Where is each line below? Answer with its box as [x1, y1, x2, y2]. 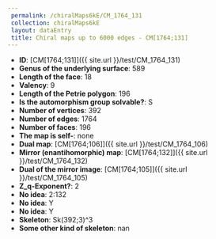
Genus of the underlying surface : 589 [18, 64, 146, 74]
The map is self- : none [18, 131, 94, 141]
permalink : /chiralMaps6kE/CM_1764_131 [10, 11, 143, 20]
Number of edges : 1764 [18, 114, 97, 123]
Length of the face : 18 [18, 72, 93, 82]
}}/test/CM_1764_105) [18, 173, 89, 183]
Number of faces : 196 [18, 123, 92, 132]
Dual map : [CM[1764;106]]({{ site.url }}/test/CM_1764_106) [18, 139, 209, 149]
